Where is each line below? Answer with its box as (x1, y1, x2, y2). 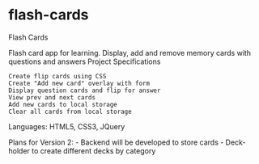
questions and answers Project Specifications (8, 57, 161, 66)
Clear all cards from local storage (8, 107, 132, 116)
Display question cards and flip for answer (8, 86, 161, 95)
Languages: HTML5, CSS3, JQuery (8, 121, 125, 131)
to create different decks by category (32, 145, 156, 155)
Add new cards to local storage (8, 100, 117, 108)
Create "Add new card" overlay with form (8, 79, 151, 87)
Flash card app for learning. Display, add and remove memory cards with (8, 48, 252, 57)
